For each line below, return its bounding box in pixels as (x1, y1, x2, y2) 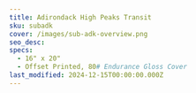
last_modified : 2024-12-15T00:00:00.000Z (9, 71, 164, 80)
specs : (9, 46, 34, 55)
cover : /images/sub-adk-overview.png (9, 29, 148, 38)
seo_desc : (9, 37, 46, 47)
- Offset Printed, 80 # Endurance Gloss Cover (17, 63, 188, 72)
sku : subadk (9, 21, 53, 30)
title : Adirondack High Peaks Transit (9, 12, 152, 22)
